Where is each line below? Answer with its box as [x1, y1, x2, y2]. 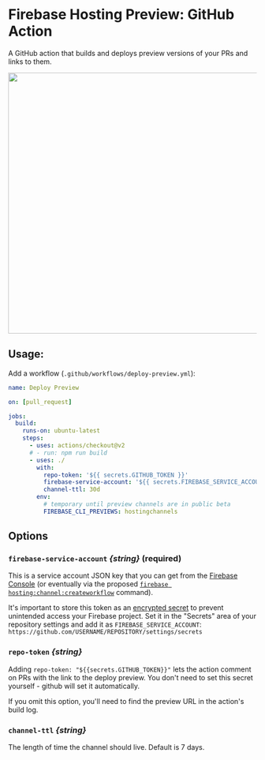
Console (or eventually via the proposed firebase [8, 579, 169, 589]
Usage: [8, 347, 45, 361]
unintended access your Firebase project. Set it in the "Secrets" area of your [8, 612, 256, 621]
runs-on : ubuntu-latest [22, 427, 101, 435]
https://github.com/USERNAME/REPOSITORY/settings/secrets [8, 628, 203, 636]
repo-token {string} [8, 646, 83, 657]
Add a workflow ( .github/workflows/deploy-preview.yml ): [8, 369, 196, 378]
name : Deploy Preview [8, 384, 80, 391]
